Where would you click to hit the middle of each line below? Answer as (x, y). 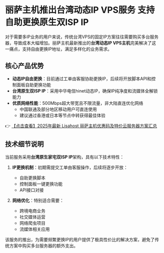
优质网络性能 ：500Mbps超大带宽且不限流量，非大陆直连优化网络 (78, 103)
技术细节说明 (24, 144)
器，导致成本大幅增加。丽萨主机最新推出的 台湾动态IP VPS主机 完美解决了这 (81, 43)
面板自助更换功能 (34, 85)
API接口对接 (32, 190)
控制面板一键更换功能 (41, 184)
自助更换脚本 (32, 178)
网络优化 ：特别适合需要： (38, 200)
